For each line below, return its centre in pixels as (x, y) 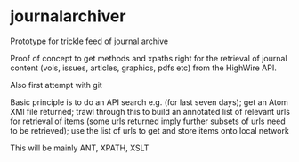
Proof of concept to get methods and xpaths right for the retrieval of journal (149, 58)
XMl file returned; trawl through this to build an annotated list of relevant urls (150, 111)
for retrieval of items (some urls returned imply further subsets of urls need (148, 121)
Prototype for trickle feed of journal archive (89, 41)
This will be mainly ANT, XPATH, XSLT (80, 148)
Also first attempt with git (57, 85)
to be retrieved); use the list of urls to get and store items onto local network (150, 130)
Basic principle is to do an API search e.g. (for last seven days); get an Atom (149, 102)
